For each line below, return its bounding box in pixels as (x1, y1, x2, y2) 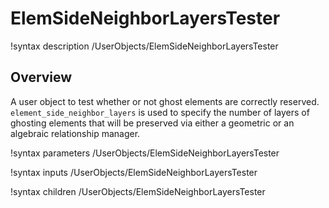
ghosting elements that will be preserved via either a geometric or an (10, 117, 295, 129)
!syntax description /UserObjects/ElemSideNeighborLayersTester (10, 40, 279, 52)
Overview (10, 69, 73, 86)
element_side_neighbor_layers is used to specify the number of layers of (10, 106, 310, 118)
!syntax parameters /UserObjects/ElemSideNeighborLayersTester (10, 147, 280, 159)
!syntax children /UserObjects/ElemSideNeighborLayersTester (10, 185, 266, 197)
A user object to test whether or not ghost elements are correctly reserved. (10, 95, 320, 107)
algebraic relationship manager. (10, 127, 141, 139)
